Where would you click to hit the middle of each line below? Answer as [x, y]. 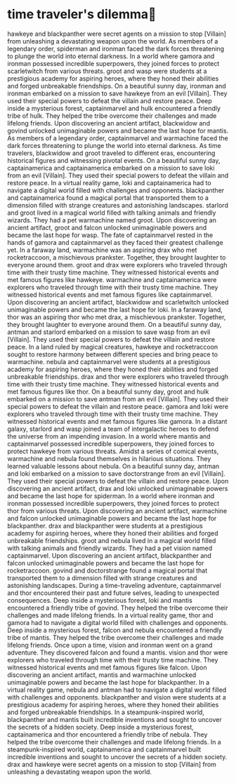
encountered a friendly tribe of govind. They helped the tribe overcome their [118, 608]
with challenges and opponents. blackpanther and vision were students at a [117, 697]
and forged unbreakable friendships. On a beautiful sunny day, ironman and [117, 86]
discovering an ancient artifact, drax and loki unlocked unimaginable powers [118, 488]
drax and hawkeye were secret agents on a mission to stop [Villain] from [112, 764]
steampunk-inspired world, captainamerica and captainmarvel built [104, 749]
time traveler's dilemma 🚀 [82, 14]
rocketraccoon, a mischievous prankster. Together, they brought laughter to [117, 257]
